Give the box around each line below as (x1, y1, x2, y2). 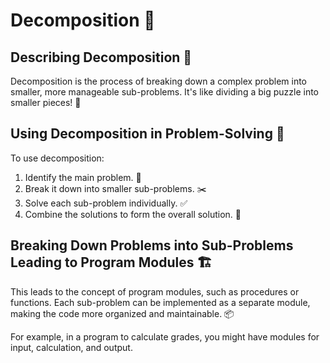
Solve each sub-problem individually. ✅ (24, 197, 188, 209)
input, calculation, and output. (10, 341, 133, 353)
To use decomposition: (10, 152, 105, 164)
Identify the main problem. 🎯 (24, 171, 142, 183)
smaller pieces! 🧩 (10, 97, 82, 108)
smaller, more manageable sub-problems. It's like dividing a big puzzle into (10, 86, 320, 98)
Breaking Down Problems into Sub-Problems (10, 237, 294, 254)
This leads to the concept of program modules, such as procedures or (10, 285, 300, 298)
